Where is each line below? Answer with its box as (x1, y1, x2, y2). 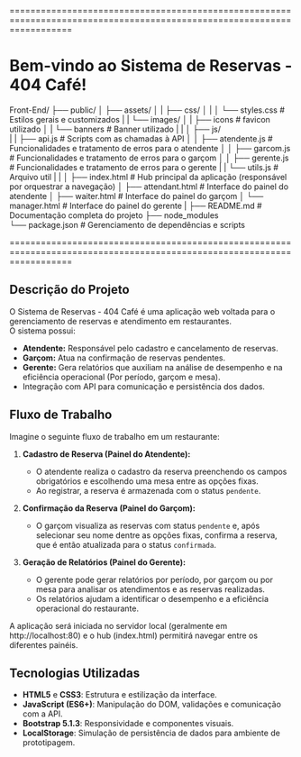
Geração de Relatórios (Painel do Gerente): (22, 556, 187, 568)
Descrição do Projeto (9, 282, 130, 297)
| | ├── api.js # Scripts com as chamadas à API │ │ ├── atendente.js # (9, 132, 273, 144)
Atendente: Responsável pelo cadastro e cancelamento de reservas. (22, 342, 278, 353)
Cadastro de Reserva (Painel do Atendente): (22, 448, 191, 460)
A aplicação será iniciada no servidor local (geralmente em (9, 620, 228, 631)
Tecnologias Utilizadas (9, 665, 141, 680)
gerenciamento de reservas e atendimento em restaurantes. (9, 315, 233, 326)
